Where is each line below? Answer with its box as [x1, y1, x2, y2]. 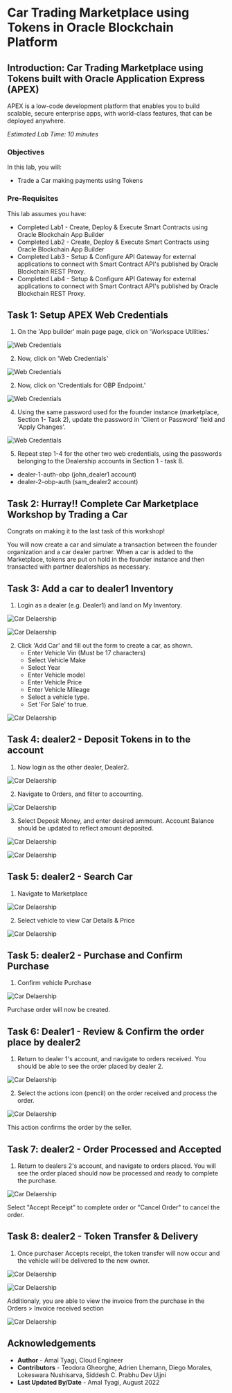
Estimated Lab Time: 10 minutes [7, 130, 99, 138]
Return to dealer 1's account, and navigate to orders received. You [17, 1055, 206, 1063]
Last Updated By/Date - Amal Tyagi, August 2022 [17, 1378, 160, 1386]
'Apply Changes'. [17, 423, 66, 431]
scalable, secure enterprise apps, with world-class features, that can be [7, 109, 213, 117]
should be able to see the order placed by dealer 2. [17, 1062, 164, 1071]
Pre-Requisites [7, 194, 59, 204]
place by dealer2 [7, 1036, 81, 1048]
